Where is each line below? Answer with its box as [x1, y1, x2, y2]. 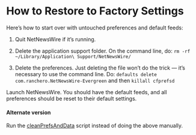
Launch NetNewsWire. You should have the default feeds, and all [6, 88, 167, 95]
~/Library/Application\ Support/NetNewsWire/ [14, 53, 131, 59]
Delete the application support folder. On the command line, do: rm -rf [14, 47, 191, 55]
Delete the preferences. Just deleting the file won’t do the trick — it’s [14, 64, 185, 71]
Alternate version [6, 109, 51, 116]
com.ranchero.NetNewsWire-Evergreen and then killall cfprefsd [14, 77, 175, 84]
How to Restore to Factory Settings [6, 4, 185, 18]
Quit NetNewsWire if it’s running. [14, 35, 96, 43]
